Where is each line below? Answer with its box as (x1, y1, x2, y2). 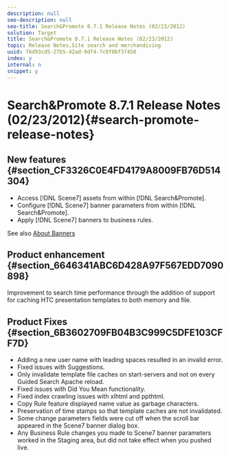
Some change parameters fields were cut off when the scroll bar (16, 414, 200, 423)
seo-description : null (7, 17, 72, 23)
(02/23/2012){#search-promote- (7, 111, 200, 127)
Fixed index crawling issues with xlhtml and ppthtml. (16, 392, 165, 401)
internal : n (7, 61, 41, 68)
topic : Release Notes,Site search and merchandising (7, 42, 161, 49)
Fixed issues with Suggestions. (16, 363, 105, 372)
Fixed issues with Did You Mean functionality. (16, 385, 146, 393)
